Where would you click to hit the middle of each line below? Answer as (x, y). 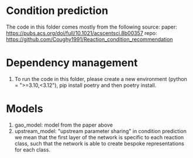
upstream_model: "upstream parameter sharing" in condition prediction (101, 131)
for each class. (32, 149)
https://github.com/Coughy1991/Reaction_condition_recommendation (89, 39)
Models (25, 109)
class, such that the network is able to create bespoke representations (99, 143)
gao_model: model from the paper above (63, 125)
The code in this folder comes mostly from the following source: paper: (92, 27)
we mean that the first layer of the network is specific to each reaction (99, 137)
